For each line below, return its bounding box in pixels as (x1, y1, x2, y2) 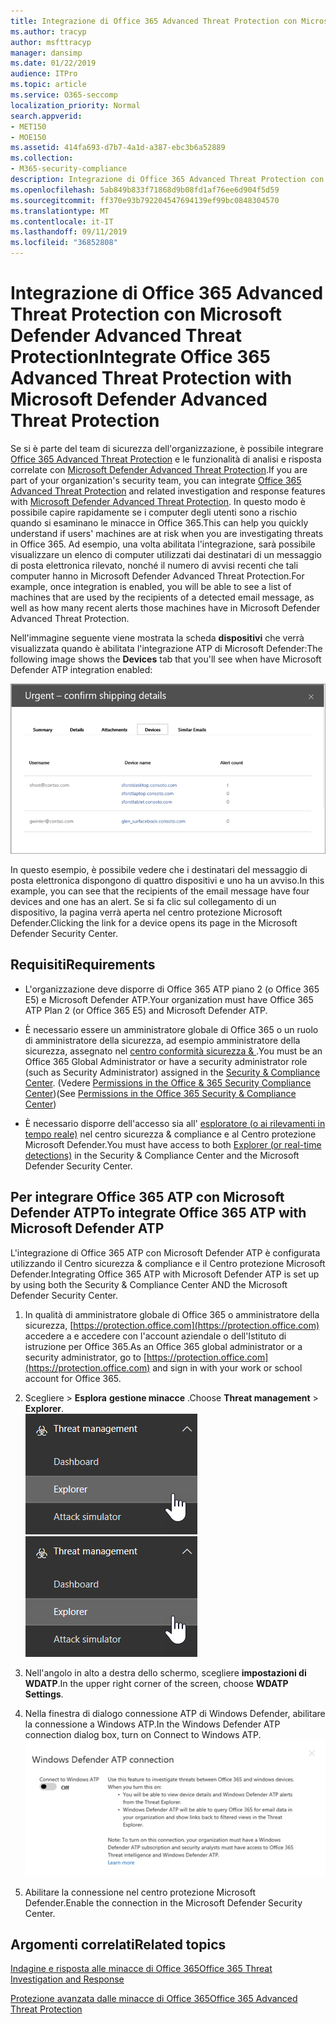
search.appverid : (10, 111, 83, 121)
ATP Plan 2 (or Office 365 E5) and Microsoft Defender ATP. (24, 1004, 268, 1016)
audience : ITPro (10, 69, 78, 79)
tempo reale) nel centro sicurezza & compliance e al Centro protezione (24, 1128, 317, 1140)
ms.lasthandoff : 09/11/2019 (10, 227, 128, 237)
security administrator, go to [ (24, 1351, 147, 1363)
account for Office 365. (24, 1372, 122, 1384)
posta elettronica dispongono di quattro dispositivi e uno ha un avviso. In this (10, 875, 325, 887)
